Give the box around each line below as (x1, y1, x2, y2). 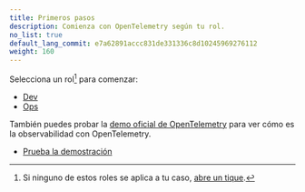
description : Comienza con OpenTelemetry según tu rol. (9, 22, 225, 31)
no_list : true (9, 30, 64, 39)
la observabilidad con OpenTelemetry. (9, 128, 152, 139)
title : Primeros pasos (9, 13, 95, 23)
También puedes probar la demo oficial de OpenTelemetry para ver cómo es (9, 118, 295, 129)
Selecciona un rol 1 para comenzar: (9, 72, 139, 85)
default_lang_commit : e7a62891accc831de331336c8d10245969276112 (9, 38, 258, 48)
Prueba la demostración (22, 146, 113, 157)
